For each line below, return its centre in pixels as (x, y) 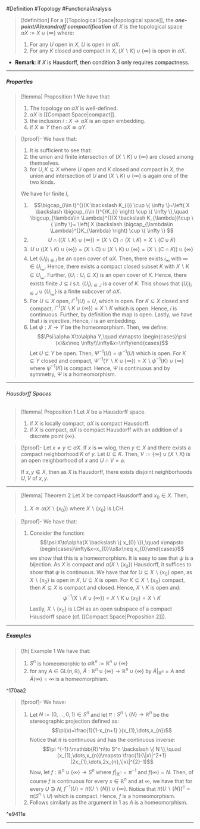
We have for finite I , (45, 193)
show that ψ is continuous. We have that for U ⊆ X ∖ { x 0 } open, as (111, 573)
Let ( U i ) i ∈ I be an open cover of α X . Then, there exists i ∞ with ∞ (109, 259)
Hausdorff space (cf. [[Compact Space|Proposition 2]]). (98, 617)
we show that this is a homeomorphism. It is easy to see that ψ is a (111, 558)
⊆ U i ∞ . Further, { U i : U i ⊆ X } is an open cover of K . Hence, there (108, 276)
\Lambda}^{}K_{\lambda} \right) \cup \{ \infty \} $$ (112, 230)
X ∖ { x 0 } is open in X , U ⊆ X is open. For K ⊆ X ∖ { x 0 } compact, (107, 580)
